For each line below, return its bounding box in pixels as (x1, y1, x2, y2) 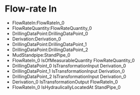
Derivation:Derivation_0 (12, 36, 61, 42)
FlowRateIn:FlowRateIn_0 (12, 20, 64, 26)
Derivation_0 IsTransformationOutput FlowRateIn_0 (12, 79, 118, 85)
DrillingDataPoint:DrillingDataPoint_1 (12, 41, 87, 47)
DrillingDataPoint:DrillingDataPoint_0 (12, 30, 88, 36)
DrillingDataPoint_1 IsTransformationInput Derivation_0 (12, 68, 125, 74)
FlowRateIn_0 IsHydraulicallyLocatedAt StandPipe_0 (12, 84, 121, 90)
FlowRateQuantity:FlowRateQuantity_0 (12, 25, 92, 31)
